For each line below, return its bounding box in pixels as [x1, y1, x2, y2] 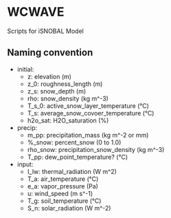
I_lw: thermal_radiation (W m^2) [27, 167, 117, 175]
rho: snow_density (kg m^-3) [27, 94, 109, 102]
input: [16, 160, 34, 168]
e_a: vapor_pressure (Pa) [27, 182, 98, 190]
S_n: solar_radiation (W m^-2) [27, 204, 111, 212]
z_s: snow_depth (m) [27, 87, 87, 95]
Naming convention [7, 47, 93, 58]
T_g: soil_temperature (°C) [27, 197, 102, 205]
